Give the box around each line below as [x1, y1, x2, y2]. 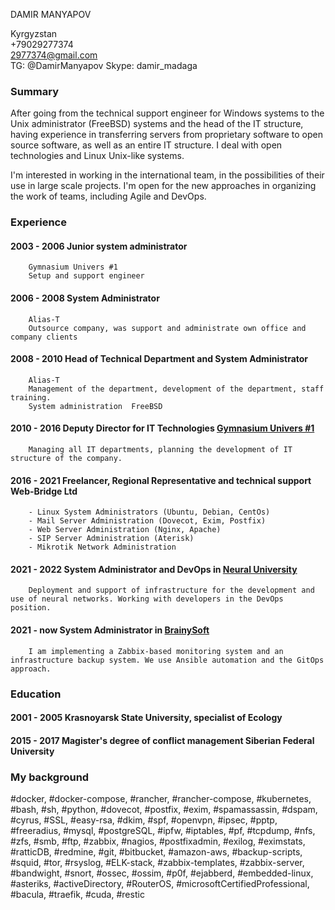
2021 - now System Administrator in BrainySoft [10, 624, 210, 636]
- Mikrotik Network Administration [28, 542, 177, 553]
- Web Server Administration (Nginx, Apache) [28, 525, 222, 535]
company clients [10, 332, 78, 342]
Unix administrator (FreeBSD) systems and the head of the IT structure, [10, 118, 304, 130]
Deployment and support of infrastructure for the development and [28, 585, 315, 596]
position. [10, 603, 52, 613]
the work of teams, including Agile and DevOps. [10, 190, 207, 203]
